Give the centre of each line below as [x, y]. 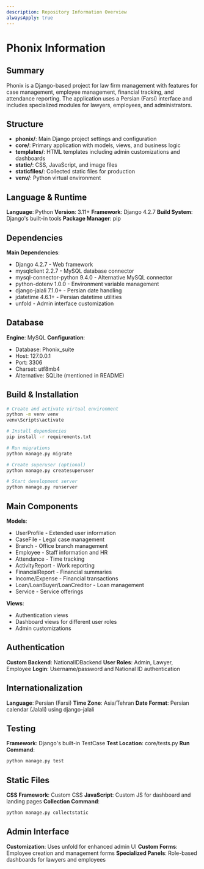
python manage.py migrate [39, 453]
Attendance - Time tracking [50, 559]
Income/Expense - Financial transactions [67, 579]
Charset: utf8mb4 [37, 369]
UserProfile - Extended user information [65, 533]
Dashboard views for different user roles [66, 622]
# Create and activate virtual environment [63, 409]
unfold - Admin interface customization [64, 303]
